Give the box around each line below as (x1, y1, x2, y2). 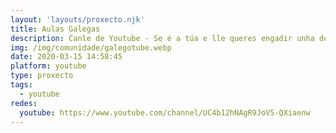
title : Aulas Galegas (10, 24, 101, 34)
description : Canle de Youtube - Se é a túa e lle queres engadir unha (10, 33, 315, 43)
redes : (10, 98, 38, 108)
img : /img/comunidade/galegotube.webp (10, 42, 172, 53)
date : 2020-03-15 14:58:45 (10, 52, 123, 62)
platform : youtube (10, 61, 87, 71)
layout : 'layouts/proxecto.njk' (10, 14, 145, 25)
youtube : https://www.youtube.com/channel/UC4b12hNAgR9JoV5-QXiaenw (19, 107, 311, 118)
